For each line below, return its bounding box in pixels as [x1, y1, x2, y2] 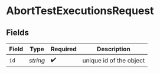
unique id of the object [82, 56, 145, 64]
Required [50, 45, 77, 53]
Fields [6, 28, 30, 38]
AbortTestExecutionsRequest [6, 4, 154, 18]
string [28, 56, 45, 64]
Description [96, 45, 131, 53]
